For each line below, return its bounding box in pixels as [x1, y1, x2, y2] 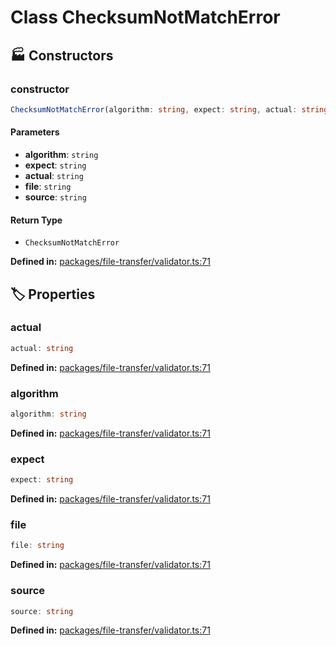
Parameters [10, 126, 60, 138]
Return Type [10, 214, 63, 226]
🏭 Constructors [10, 47, 114, 64]
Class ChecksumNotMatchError [10, 6, 281, 29]
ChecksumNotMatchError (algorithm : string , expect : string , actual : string [10, 104, 329, 115]
